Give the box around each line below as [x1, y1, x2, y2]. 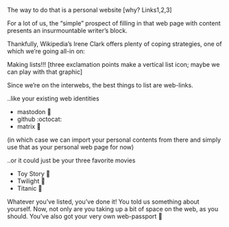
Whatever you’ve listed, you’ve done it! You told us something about [7, 197, 200, 206]
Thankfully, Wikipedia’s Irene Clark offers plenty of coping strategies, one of [7, 40, 222, 47]
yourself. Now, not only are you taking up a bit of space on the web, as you [7, 205, 219, 213]
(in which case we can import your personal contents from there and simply [7, 136, 221, 144]
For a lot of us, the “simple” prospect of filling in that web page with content [7, 19, 221, 27]
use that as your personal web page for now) [7, 143, 134, 151]
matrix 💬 [16, 122, 41, 130]
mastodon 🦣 [16, 108, 51, 116]
